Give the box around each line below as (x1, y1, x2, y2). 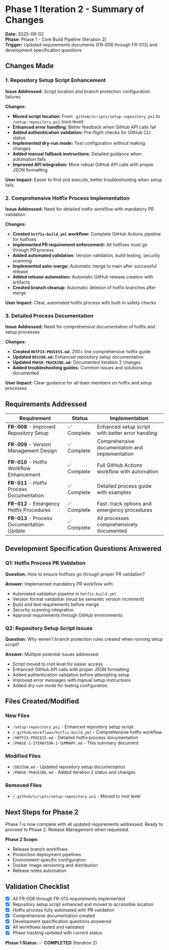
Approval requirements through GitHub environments (12, 612, 123, 618)
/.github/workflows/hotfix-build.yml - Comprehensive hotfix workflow (12, 729, 162, 735)
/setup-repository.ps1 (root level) (12, 119, 84, 125)
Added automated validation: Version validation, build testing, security (12, 252, 160, 258)
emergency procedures (97, 507, 152, 514)
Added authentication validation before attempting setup (12, 672, 130, 678)
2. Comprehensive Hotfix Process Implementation (5, 194, 130, 201)
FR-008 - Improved (8, 423, 56, 430)
